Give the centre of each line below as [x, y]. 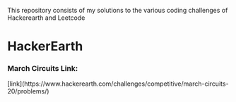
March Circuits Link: [43, 69]
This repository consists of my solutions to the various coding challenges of [118, 10]
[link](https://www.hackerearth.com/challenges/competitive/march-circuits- [118, 84]
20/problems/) [28, 91]
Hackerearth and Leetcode [46, 18]
